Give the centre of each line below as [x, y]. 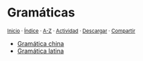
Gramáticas [41, 13]
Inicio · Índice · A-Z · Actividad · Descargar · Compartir [71, 31]
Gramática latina [40, 51]
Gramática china [40, 43]
